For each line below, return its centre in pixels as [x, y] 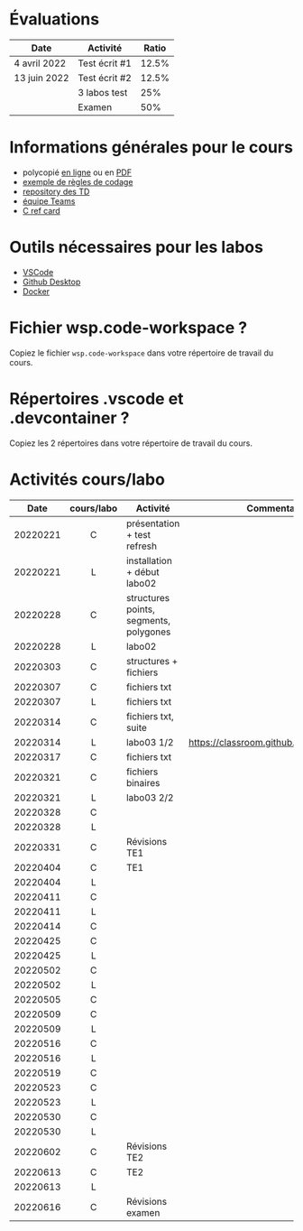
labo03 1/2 [150, 742]
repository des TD [56, 191]
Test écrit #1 [105, 63]
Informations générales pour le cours [151, 148]
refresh [142, 546]
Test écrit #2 [105, 78]
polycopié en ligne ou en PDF [77, 172]
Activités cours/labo [87, 479]
